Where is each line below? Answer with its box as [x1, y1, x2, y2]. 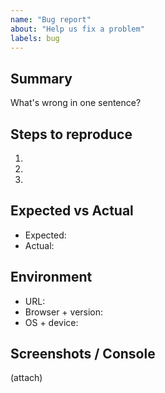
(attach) [10, 372, 43, 384]
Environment [10, 269, 93, 286]
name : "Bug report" [10, 14, 92, 25]
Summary [10, 70, 73, 87]
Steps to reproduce [10, 126, 133, 143]
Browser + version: [24, 306, 104, 318]
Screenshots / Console [10, 346, 156, 363]
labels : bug [10, 33, 60, 43]
